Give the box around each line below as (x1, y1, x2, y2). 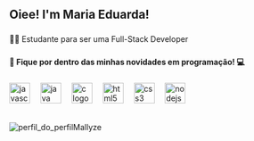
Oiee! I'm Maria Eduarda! (9, 7, 150, 22)
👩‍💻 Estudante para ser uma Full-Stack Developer (9, 34, 189, 45)
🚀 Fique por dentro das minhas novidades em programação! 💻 (9, 57, 245, 68)
